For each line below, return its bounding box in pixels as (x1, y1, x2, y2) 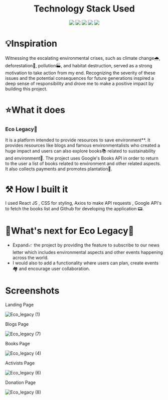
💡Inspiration (5, 38, 58, 49)
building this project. (5, 86, 48, 92)
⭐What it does (5, 104, 65, 116)
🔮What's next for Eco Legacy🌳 (5, 225, 134, 236)
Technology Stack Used (33, 3, 135, 15)
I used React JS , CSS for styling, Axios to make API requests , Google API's (5, 200, 162, 206)
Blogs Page (5, 321, 29, 327)
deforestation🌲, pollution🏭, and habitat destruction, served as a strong (5, 62, 152, 68)
